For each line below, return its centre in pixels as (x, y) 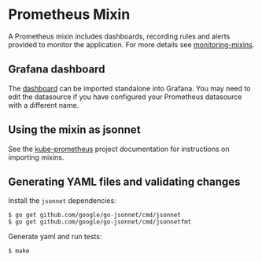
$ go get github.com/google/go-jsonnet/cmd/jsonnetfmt (100, 222)
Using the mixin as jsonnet (74, 130)
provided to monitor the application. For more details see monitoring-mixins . (131, 44)
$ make (19, 251)
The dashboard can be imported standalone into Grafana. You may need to (129, 88)
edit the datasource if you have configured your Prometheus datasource (125, 97)
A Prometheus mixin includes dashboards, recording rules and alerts (119, 36)
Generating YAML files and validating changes (124, 181)
